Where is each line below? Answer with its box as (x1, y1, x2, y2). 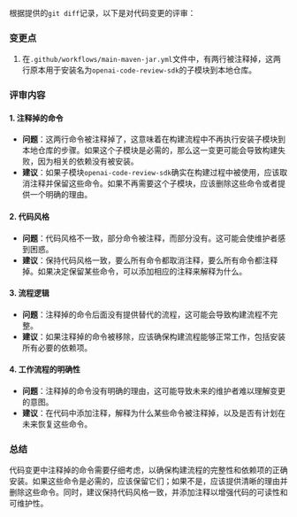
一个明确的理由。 (29, 189, 93, 200)
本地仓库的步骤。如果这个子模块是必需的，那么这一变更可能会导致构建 (21, 145, 278, 156)
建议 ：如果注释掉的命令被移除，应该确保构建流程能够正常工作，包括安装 (21, 331, 286, 342)
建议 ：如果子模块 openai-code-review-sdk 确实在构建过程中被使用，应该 (21, 167, 280, 178)
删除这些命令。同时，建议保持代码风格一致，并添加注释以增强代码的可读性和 (9, 487, 288, 498)
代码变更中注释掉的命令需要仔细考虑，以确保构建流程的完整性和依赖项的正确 (9, 465, 288, 475)
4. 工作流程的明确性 (9, 364, 81, 374)
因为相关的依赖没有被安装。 (37, 156, 139, 166)
